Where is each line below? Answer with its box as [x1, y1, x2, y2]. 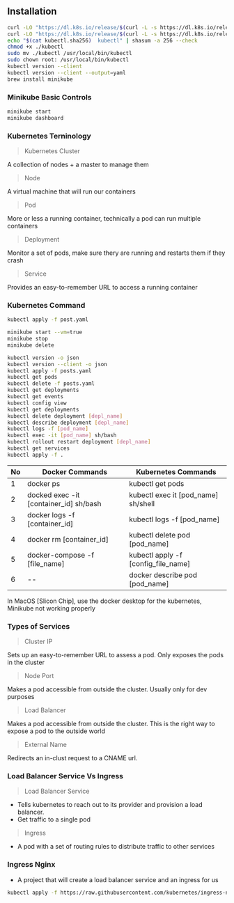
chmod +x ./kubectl [7, 43, 64, 51]
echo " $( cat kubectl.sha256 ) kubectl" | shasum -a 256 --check [7, 37, 198, 44]
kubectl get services [7, 445, 70, 452]
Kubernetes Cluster [24, 147, 80, 155]
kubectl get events [7, 393, 64, 400]
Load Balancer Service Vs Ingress [7, 771, 124, 781]
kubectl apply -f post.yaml [7, 316, 89, 323]
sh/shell [128, 498, 155, 508]
